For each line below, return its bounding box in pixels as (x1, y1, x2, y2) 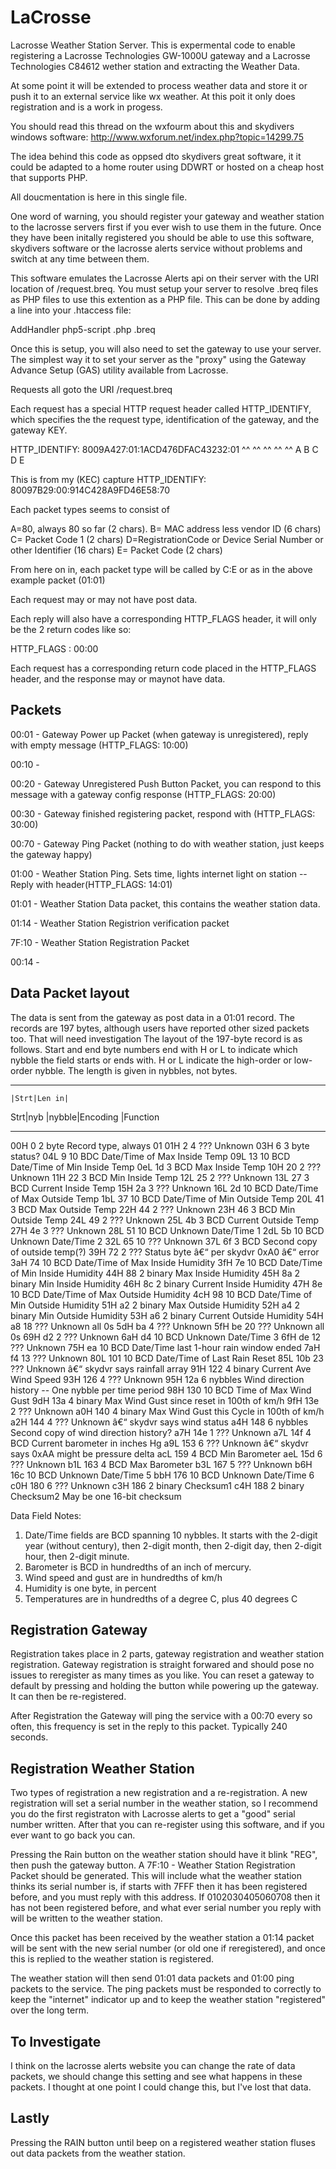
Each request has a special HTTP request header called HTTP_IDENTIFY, (10, 402, 312, 415)
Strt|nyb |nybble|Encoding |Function (10, 1111, 160, 1123)
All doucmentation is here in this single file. (10, 191, 188, 203)
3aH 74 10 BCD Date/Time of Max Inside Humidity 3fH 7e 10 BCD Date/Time (10, 1256, 323, 1268)
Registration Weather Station (10, 1760, 195, 1777)
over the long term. (10, 2004, 90, 2016)
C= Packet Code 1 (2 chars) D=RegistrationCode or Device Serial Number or (10, 533, 324, 545)
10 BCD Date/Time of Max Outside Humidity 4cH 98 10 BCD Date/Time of (10, 1288, 313, 1300)
